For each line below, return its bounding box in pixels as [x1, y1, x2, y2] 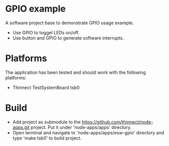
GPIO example [5, 3, 66, 15]
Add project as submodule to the [12, 119, 81, 125]
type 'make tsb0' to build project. [12, 135, 82, 141]
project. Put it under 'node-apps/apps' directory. [30, 124, 132, 130]
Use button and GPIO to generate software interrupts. [12, 35, 124, 41]
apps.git [12, 124, 30, 130]
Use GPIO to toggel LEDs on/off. [12, 29, 80, 35]
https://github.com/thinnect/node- [81, 119, 153, 125]
